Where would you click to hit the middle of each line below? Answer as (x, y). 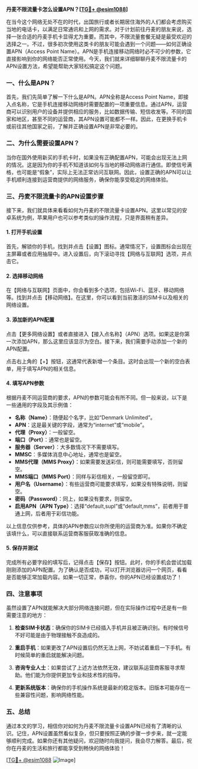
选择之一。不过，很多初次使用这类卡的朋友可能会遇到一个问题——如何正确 (96, 44)
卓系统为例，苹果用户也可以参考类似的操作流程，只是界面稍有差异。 (89, 218)
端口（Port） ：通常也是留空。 (50, 439)
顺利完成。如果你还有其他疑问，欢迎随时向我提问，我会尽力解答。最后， (99, 741)
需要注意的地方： (27, 615)
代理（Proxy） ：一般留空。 (47, 432)
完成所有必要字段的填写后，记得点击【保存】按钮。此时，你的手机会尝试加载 (99, 562)
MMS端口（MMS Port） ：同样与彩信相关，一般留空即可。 (84, 476)
